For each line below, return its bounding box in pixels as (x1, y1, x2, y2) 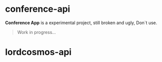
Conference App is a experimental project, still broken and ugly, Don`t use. (5, 20, 158, 26)
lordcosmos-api (5, 47, 72, 58)
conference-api (5, 3, 70, 15)
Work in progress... (17, 29, 56, 35)
